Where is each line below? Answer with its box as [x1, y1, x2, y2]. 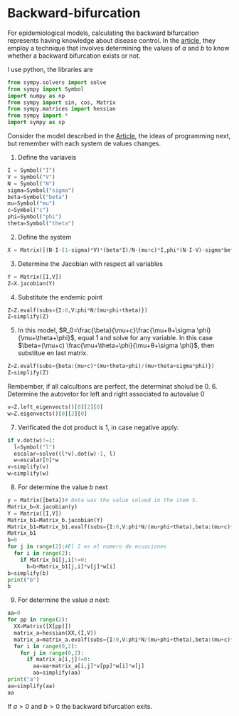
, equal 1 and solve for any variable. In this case [74, 334, 213, 342]
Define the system [17, 232, 72, 241]
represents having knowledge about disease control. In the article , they [7, 36, 216, 44]
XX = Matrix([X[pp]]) [14, 623, 72, 630]
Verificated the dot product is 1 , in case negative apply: [17, 423, 179, 431]
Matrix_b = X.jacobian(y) [7, 503, 78, 511]
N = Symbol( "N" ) [7, 180, 55, 187]
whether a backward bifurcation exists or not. [7, 51, 141, 60]
